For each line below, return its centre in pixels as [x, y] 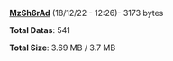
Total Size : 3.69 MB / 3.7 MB [63, 48]
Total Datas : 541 [40, 30]
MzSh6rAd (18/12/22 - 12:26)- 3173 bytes [86, 13]
